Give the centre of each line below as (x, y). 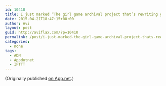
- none (16, 46)
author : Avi (17, 23)
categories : (17, 42)
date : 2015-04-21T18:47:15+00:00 (40, 19)
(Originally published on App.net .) (40, 79)
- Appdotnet (22, 60)
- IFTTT (18, 64)
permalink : (16, 37)
